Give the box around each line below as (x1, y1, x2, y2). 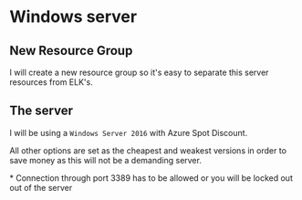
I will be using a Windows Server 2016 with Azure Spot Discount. (9, 127, 248, 138)
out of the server (9, 182, 73, 193)
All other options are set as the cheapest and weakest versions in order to (9, 144, 287, 156)
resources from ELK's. (9, 77, 93, 88)
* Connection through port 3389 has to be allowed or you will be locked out (9, 172, 294, 184)
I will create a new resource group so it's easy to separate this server (9, 67, 269, 78)
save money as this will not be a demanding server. (9, 154, 203, 165)
